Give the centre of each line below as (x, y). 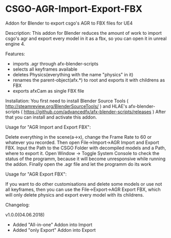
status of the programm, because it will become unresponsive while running (85, 159)
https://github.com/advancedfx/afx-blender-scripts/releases (88, 112)
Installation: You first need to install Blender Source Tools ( (67, 101)
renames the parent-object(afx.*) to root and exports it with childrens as (89, 80)
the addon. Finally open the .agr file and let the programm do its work (78, 164)
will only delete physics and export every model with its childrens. (75, 194)
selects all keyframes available (45, 69)
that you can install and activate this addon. (51, 117)
